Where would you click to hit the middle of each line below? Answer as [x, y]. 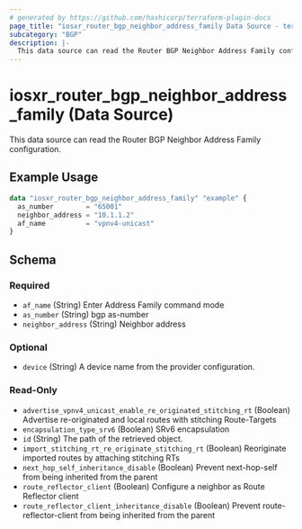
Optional [28, 347]
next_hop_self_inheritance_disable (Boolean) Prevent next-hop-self [150, 467]
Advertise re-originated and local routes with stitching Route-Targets [149, 419]
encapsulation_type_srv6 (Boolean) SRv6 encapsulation [126, 429]
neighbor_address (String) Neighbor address [104, 324]
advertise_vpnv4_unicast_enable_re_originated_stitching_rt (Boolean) [156, 409]
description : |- [40, 43]
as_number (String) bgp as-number [85, 314]
